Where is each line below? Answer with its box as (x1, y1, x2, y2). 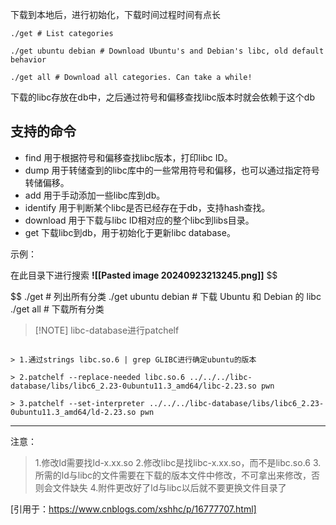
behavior (10, 55, 47, 65)
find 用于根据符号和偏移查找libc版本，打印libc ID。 (24, 151, 233, 163)
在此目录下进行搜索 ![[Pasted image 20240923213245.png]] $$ (10, 269, 278, 281)
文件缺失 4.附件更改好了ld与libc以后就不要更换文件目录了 (52, 481, 287, 493)
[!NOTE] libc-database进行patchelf (34, 324, 180, 336)
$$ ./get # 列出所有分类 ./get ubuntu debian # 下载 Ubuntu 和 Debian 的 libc (10, 290, 322, 302)
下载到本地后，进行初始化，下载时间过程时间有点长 (10, 9, 221, 20)
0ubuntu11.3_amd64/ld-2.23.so (10, 407, 137, 417)
